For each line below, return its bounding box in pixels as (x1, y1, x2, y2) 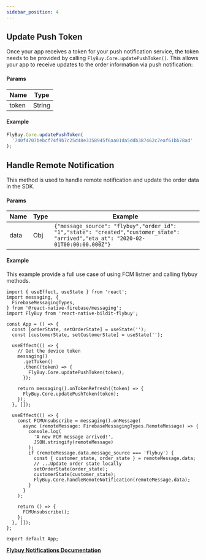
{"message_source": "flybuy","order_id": (54, 223, 177, 230)
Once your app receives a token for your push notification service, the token (6, 48, 199, 55)
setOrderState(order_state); (33, 466, 109, 472)
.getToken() (22, 358, 53, 365)
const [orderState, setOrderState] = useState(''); (12, 326, 147, 332)
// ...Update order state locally (33, 461, 122, 467)
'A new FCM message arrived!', (33, 434, 114, 440)
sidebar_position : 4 (6, 9, 59, 15)
